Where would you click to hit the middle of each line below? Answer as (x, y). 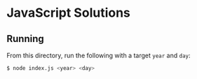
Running (26, 39)
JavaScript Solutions (69, 13)
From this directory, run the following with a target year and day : (98, 55)
